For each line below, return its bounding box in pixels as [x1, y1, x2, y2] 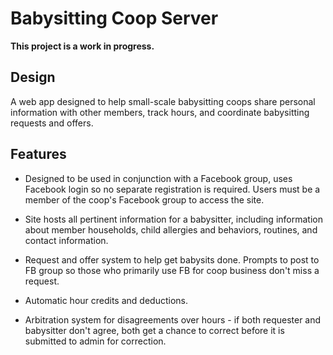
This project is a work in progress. [10, 40, 155, 52]
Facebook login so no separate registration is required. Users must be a [24, 183, 321, 195]
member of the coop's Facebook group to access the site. [24, 193, 265, 206]
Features [10, 146, 67, 163]
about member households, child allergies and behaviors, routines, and [24, 223, 318, 236]
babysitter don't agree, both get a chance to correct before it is [24, 324, 285, 336]
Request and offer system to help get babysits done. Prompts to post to [24, 253, 320, 266]
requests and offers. [10, 117, 94, 129]
